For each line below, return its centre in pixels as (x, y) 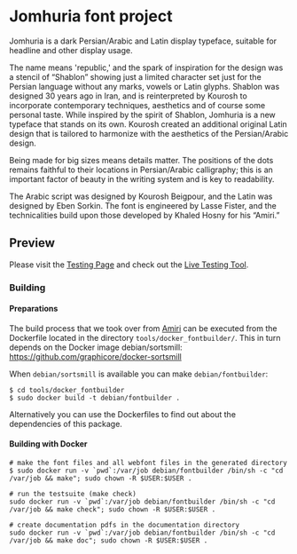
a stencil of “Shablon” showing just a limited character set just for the (135, 76)
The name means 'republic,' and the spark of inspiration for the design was (146, 67)
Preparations (34, 309)
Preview (32, 243)
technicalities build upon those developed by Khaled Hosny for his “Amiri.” (145, 215)
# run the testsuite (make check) (73, 495)
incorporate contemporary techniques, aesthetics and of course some (137, 105)
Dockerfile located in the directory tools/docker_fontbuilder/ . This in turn (145, 337)
